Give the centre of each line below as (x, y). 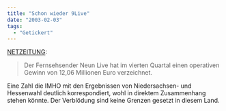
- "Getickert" (33, 33)
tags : (15, 26)
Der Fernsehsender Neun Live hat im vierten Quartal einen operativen (122, 65)
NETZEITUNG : (27, 52)
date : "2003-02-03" (35, 20)
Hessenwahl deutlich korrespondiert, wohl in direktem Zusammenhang (107, 93)
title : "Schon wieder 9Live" (48, 13)
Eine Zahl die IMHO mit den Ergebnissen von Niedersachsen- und (99, 86)
